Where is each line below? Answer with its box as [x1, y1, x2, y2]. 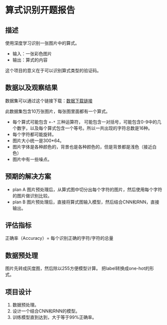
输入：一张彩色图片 [12, 51, 52, 56]
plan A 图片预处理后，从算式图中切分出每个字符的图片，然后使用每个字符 [12, 186, 163, 192]
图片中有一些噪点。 [12, 156, 52, 162]
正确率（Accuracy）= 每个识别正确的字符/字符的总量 [5, 235, 114, 241]
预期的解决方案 [5, 172, 51, 181]
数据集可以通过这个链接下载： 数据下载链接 [5, 98, 93, 104]
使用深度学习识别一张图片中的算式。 [5, 40, 80, 46]
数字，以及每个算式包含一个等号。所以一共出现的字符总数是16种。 [16, 125, 153, 131]
